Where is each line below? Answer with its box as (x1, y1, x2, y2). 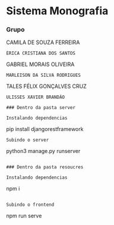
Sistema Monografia (6, 4, 109, 18)
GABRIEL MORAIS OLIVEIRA (6, 61, 75, 68)
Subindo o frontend (6, 202, 55, 208)
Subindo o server (6, 137, 49, 143)
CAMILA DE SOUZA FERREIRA (6, 39, 80, 46)
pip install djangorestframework (6, 126, 84, 133)
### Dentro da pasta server (6, 105, 76, 111)
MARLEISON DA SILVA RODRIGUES (6, 73, 81, 79)
